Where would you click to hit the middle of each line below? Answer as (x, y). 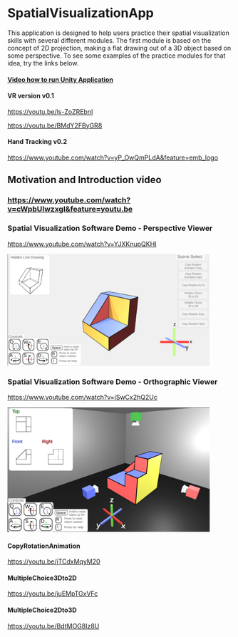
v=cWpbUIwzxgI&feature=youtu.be (70, 209)
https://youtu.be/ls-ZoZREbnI (50, 111)
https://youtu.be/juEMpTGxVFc (53, 594)
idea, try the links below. (43, 63)
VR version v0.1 (31, 96)
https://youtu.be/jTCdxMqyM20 (54, 561)
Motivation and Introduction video (84, 180)
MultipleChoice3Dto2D (42, 578)
